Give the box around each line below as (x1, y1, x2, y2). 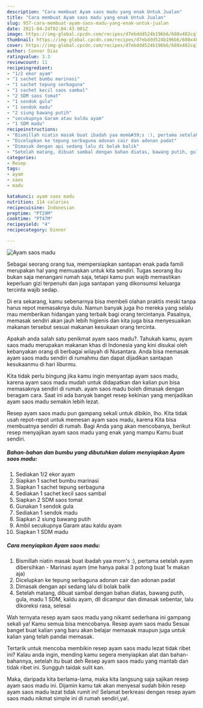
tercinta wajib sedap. (7, 286, 59, 293)
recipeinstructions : (7, 127, 59, 133)
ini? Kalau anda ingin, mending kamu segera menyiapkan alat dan (7, 651, 169, 658)
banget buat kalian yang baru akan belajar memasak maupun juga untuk (7, 626, 186, 633)
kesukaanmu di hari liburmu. (7, 360, 77, 368)
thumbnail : (7, 37, 34, 43)
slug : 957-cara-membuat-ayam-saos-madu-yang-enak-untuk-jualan (7, 20, 169, 26)
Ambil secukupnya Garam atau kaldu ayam (15, 522, 122, 529)
